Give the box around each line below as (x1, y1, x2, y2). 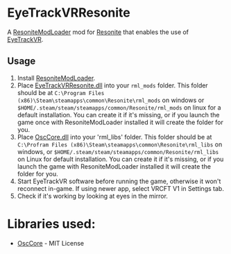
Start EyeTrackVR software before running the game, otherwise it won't (17, 177, 221, 185)
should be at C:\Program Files (17, 88, 105, 96)
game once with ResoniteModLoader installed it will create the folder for (17, 118, 224, 126)
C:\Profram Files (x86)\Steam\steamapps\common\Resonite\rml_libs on (17, 140, 223, 149)
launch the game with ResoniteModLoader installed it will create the (17, 162, 212, 171)
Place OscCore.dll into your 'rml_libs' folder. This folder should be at (17, 133, 212, 141)
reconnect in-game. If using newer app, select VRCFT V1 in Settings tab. (17, 184, 224, 192)
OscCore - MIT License (17, 239, 85, 247)
